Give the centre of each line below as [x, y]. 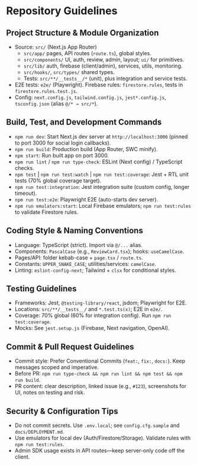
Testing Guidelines [41, 289]
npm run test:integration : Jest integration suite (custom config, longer [102, 187]
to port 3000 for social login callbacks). [63, 143]
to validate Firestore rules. [46, 212]
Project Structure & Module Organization [83, 33]
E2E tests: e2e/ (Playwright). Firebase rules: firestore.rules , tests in [99, 85]
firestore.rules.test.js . [46, 91]
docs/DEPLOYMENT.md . [39, 432]
